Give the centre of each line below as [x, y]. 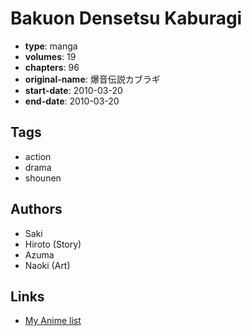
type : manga [51, 46]
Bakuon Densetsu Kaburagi [126, 18]
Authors [36, 209]
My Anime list [53, 321]
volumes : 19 [50, 56]
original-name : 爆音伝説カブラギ [92, 79]
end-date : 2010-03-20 [72, 101]
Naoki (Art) [47, 265]
